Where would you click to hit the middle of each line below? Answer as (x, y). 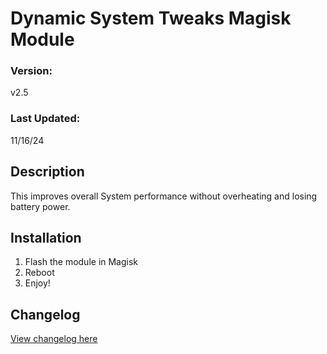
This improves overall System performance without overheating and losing (164, 196)
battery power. (40, 206)
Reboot (39, 273)
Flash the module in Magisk (81, 262)
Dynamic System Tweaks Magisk (151, 18)
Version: (31, 71)
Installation (46, 237)
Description (47, 172)
